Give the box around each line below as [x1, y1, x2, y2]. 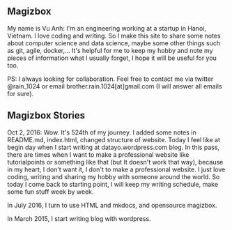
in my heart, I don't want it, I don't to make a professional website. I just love [7, 165, 226, 174]
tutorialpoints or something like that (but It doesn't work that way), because [7, 158, 224, 166]
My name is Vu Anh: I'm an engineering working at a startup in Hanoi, [7, 24, 207, 32]
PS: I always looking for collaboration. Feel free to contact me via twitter [7, 75, 214, 83]
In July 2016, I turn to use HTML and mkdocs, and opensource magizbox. [7, 201, 217, 209]
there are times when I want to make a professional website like [7, 150, 190, 159]
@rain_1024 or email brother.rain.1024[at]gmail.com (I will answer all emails [7, 82, 222, 90]
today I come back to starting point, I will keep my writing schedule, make [7, 180, 218, 188]
